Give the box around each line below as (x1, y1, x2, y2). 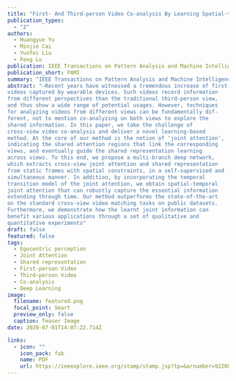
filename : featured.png (13, 298, 83, 305)
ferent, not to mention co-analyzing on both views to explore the (7, 115, 209, 122)
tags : (7, 239, 23, 246)
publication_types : (7, 17, 65, 24)
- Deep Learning (13, 285, 61, 292)
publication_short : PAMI (7, 69, 80, 76)
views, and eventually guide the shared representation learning (7, 148, 202, 155)
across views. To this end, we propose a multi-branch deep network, (7, 154, 216, 162)
